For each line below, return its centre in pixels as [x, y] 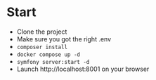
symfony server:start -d [53, 62]
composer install [42, 47]
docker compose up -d [48, 54]
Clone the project [42, 32]
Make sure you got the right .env [64, 39]
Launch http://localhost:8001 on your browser [83, 69]
